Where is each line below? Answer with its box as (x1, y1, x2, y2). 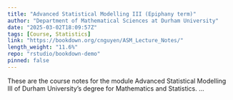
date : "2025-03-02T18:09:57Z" (7, 24, 98, 31)
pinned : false (7, 57, 50, 64)
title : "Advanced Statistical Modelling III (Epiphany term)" (7, 10, 197, 18)
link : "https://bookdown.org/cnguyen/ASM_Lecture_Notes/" (7, 37, 184, 44)
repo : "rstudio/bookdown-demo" (7, 51, 101, 58)
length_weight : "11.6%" (7, 44, 79, 51)
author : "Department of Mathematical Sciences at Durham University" (7, 17, 219, 24)
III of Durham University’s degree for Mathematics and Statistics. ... (7, 84, 205, 93)
